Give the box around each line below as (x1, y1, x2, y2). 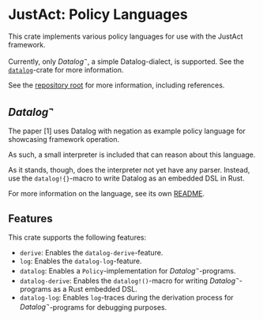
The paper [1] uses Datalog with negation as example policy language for (8, 126, 246, 136)
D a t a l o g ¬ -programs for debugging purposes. (19, 301, 167, 312)
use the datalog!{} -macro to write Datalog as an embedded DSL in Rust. (8, 173, 245, 183)
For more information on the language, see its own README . (8, 189, 205, 199)
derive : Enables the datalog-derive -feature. (19, 248, 163, 258)
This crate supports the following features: (8, 233, 147, 242)
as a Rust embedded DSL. (53, 284, 138, 293)
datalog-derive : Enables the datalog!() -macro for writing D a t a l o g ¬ (19, 274, 239, 285)
